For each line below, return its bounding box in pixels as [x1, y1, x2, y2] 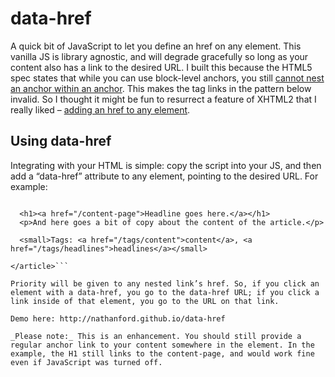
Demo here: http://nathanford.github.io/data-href [10, 313, 226, 324]
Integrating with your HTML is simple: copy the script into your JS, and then [10, 159, 322, 171]
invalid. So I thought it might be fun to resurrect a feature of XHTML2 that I [10, 93, 317, 105]
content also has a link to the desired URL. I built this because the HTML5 [10, 61, 313, 73]
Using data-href [10, 133, 112, 150]
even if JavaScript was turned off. [10, 357, 163, 367]
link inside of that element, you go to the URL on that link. [10, 296, 280, 306]
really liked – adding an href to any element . [10, 103, 191, 116]
